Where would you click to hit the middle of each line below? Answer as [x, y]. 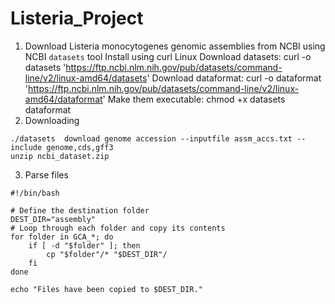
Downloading [52, 120]
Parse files [46, 174]
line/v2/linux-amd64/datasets [86, 78]
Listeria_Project [77, 18]
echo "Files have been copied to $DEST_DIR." [106, 289]
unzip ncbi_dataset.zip [60, 156]
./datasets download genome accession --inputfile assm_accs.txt [151, 138]
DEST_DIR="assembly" [53, 219]
